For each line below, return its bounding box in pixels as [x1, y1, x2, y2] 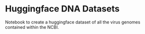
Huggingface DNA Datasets [5, 3, 120, 14]
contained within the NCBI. [5, 24, 59, 30]
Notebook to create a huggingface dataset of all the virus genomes [5, 19, 141, 25]
